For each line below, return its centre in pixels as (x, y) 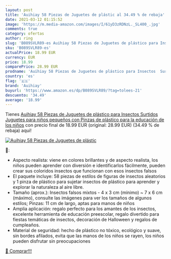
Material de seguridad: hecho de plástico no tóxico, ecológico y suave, (87, 231)
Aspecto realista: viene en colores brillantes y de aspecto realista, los (85, 160)
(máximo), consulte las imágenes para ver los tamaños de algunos (82, 198)
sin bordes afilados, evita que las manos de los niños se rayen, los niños (88, 236)
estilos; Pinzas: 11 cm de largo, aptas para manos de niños (74, 204)
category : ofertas (25, 34)
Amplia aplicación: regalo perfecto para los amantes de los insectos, (84, 209)
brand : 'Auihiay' (24, 85)
